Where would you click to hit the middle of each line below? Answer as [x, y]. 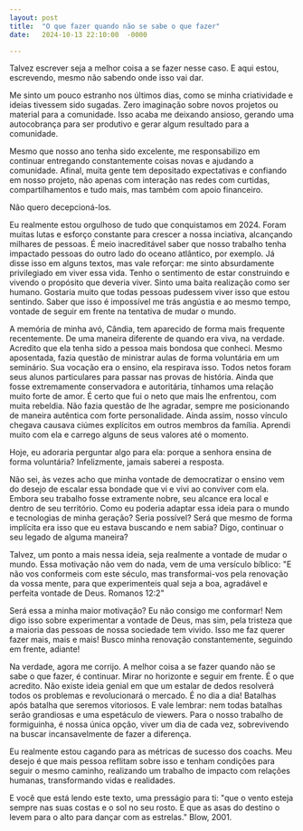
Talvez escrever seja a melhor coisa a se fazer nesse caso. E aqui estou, [144, 68]
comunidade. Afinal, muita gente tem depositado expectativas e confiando [148, 171]
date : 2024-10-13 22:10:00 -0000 [78, 34]
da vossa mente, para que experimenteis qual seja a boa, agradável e [139, 584]
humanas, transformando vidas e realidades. [93, 780]
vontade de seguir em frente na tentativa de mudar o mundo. [123, 311]
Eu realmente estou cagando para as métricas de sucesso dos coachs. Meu [151, 751]
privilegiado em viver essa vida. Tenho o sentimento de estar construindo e [150, 273]
